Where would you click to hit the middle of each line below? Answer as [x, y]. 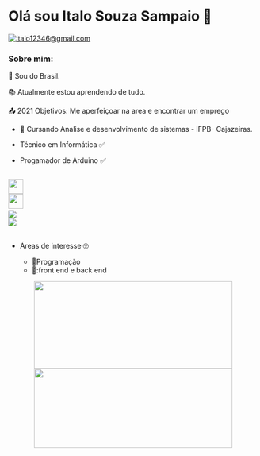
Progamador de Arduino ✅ [63, 160]
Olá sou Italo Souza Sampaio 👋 [110, 16]
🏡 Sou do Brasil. [34, 76]
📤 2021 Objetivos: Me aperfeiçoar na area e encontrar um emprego [119, 111]
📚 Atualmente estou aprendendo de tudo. [77, 92]
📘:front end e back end [69, 270]
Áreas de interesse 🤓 [54, 246]
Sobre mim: [31, 59]
